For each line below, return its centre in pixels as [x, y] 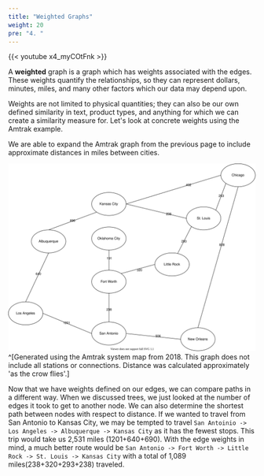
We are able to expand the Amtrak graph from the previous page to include [130, 144]
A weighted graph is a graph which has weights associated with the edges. [130, 72]
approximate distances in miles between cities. [84, 153]
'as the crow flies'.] [39, 374]
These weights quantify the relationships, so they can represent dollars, [124, 80]
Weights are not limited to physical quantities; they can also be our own [124, 104]
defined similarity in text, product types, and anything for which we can [123, 112]
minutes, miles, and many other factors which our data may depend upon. [128, 89]
